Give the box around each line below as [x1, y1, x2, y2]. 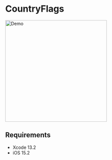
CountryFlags [5, 3, 64, 15]
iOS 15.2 [12, 149, 30, 155]
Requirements [5, 131, 51, 140]
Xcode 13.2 [12, 144, 36, 150]
